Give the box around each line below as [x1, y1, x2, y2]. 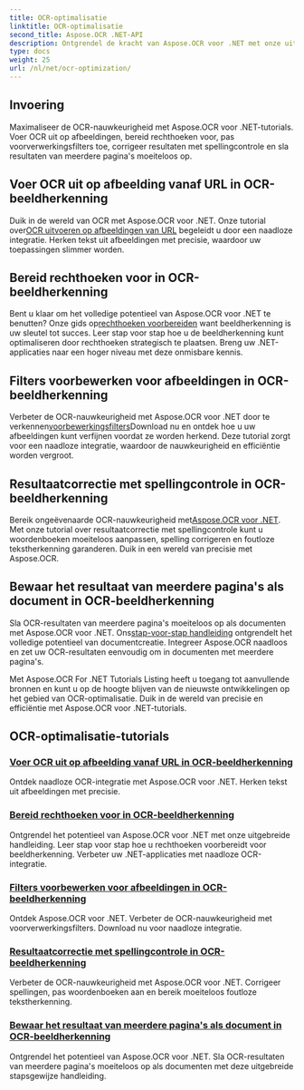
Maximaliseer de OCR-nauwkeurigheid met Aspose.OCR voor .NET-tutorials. [9, 122, 294, 132]
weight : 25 [9, 55, 51, 64]
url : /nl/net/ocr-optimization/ [9, 64, 131, 73]
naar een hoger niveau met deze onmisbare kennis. [52, 346, 243, 358]
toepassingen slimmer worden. [9, 244, 125, 255]
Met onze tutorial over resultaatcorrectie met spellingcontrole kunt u [9, 523, 264, 535]
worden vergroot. [9, 450, 74, 461]
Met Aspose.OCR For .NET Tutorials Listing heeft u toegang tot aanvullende [9, 673, 290, 685]
